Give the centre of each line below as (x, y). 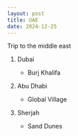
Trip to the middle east (39, 46)
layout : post (26, 13)
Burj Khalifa (44, 72)
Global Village (47, 99)
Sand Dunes (45, 126)
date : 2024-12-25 (32, 26)
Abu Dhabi (32, 86)
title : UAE (23, 20)
